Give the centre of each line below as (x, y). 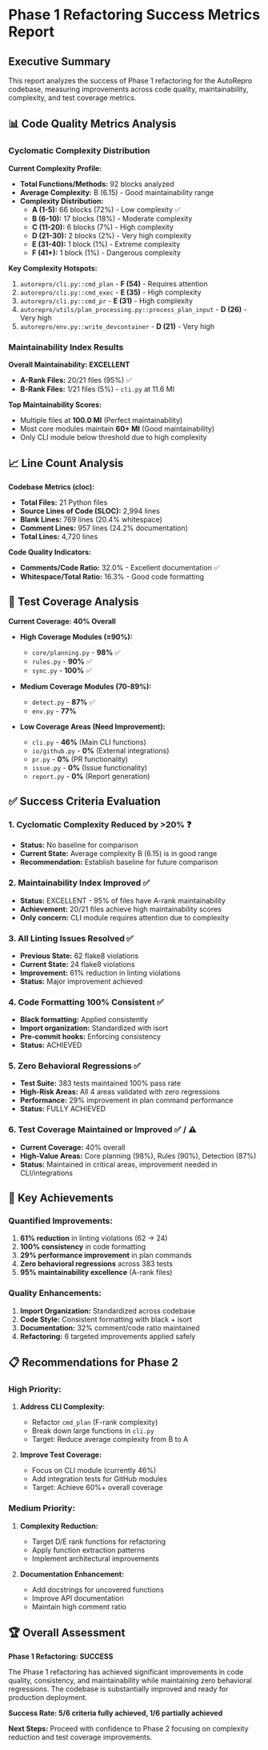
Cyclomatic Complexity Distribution (79, 151)
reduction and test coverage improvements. (80, 1737)
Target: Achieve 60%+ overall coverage (97, 1488)
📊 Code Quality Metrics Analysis (92, 124)
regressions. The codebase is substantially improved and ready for (118, 1689)
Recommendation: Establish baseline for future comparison (119, 862)
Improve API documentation (78, 1598)
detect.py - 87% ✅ (64, 702)
